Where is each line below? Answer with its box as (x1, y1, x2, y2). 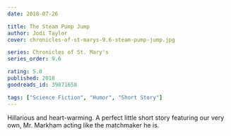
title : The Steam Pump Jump (7, 23, 90, 30)
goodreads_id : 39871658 (7, 81, 78, 88)
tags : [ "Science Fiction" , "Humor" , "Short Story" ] (7, 94, 162, 101)
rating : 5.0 (7, 68, 42, 75)
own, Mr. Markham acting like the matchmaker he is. (7, 120, 160, 129)
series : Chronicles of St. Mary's (7, 49, 109, 56)
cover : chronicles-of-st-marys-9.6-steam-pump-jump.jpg (7, 36, 175, 43)
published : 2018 (7, 75, 55, 82)
